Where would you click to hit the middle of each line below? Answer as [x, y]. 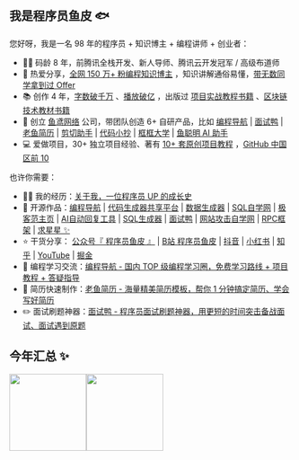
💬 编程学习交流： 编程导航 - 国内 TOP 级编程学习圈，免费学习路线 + [146, 266]
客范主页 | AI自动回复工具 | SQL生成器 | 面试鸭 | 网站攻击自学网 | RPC [150, 218]
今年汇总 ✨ [40, 356]
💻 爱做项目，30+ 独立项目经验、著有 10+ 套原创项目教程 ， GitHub [145, 144]
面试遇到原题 [62, 325]
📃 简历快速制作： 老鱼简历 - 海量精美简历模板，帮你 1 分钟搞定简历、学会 [156, 288]
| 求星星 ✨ [51, 230]
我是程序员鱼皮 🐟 [59, 16]
